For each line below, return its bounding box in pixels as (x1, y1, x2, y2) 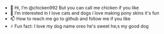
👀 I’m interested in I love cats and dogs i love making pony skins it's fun (10, 10, 159, 16)
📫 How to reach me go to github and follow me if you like (10, 15, 131, 21)
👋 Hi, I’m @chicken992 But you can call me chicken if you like (10, 5, 139, 10)
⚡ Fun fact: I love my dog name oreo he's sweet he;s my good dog (10, 23, 149, 29)
